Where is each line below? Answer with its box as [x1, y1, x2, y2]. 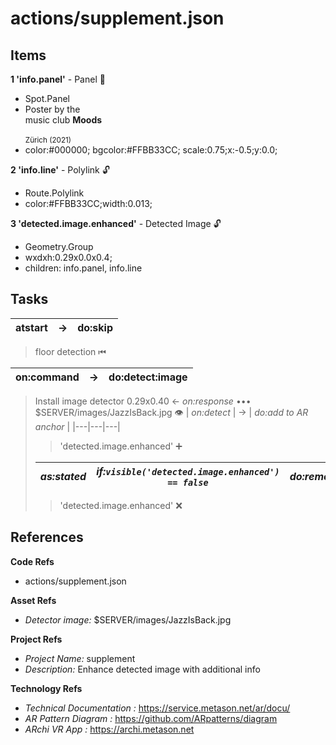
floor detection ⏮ [34, 345, 107, 357]
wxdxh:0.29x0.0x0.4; [24, 252, 113, 263]
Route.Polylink [24, 187, 85, 199]
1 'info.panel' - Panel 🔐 [10, 73, 106, 85]
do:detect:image [108, 370, 188, 384]
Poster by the [24, 103, 81, 115]
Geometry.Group [24, 241, 94, 252]
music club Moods [24, 114, 103, 126]
